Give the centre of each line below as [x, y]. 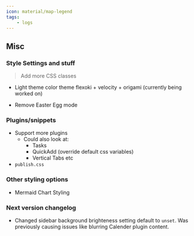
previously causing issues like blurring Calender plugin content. [92, 227]
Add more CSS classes [48, 76]
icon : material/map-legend [39, 11]
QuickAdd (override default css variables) [83, 152]
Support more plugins [41, 133]
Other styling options [37, 180]
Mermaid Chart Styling [42, 192]
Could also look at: [46, 139]
